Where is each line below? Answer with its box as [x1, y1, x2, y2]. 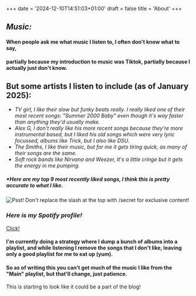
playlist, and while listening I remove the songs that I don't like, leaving [6, 244, 182, 251]
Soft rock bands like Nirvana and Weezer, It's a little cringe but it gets [14, 156, 183, 163]
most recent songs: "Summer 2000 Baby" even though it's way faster [14, 112, 184, 119]
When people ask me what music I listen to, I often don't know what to [6, 38, 180, 45]
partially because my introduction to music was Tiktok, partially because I [6, 58, 191, 65]
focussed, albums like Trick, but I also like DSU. [14, 137, 130, 144]
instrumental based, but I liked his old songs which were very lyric [14, 131, 175, 138]
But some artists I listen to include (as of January [6, 81, 189, 91]
